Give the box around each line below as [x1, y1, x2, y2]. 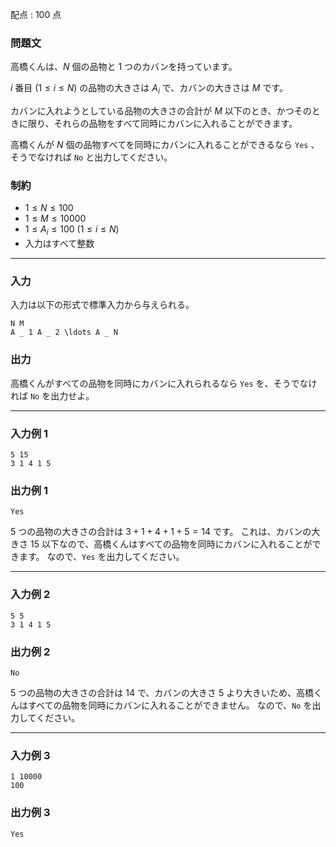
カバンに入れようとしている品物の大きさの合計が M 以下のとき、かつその [10, 105, 312, 117]
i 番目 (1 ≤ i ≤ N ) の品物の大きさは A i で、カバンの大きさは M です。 [10, 82, 289, 97]
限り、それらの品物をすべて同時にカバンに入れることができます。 [27, 118, 298, 130]
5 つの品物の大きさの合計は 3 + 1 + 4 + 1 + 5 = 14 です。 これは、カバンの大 [10, 526, 321, 538]
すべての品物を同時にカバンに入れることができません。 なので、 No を [27, 699, 313, 711]
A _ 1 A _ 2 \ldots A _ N [10, 328, 118, 338]
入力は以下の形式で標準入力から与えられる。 [10, 299, 195, 311]
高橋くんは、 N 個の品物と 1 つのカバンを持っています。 [10, 61, 238, 73]
